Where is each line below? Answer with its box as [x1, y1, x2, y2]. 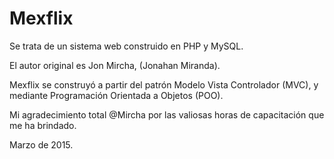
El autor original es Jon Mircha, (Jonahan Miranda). [9, 59, 221, 71]
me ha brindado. [9, 119, 77, 131]
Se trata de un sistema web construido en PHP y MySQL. [9, 40, 244, 52]
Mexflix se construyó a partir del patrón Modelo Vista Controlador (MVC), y [9, 78, 319, 91]
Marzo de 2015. [9, 138, 74, 151]
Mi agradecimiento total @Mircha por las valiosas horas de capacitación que [9, 108, 325, 121]
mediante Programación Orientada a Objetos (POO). [9, 89, 224, 101]
